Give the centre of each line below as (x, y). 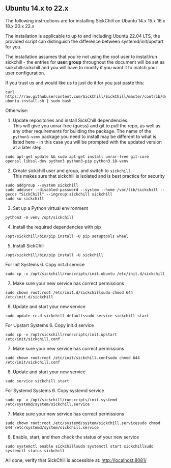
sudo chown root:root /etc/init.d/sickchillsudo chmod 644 (69, 292)
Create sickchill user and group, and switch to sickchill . (72, 171)
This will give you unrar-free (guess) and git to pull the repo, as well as (87, 126)
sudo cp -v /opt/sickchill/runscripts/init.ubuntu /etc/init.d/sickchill (85, 274)
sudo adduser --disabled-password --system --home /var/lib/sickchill (82, 190)
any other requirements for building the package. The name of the (82, 131)
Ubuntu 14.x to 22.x (37, 8)
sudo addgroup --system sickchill (42, 185)
